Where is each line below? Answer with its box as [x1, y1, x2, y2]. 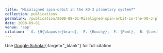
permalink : [5, 16, 27, 21]
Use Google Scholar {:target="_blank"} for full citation [5, 43, 112, 48]
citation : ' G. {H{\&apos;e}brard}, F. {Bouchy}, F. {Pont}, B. [5, 29, 145, 34]
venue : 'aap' [5, 25, 32, 30]
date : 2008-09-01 [5, 20, 40, 26]
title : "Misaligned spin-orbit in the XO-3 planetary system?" [5, 7, 136, 12]
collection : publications [5, 12, 57, 16]
